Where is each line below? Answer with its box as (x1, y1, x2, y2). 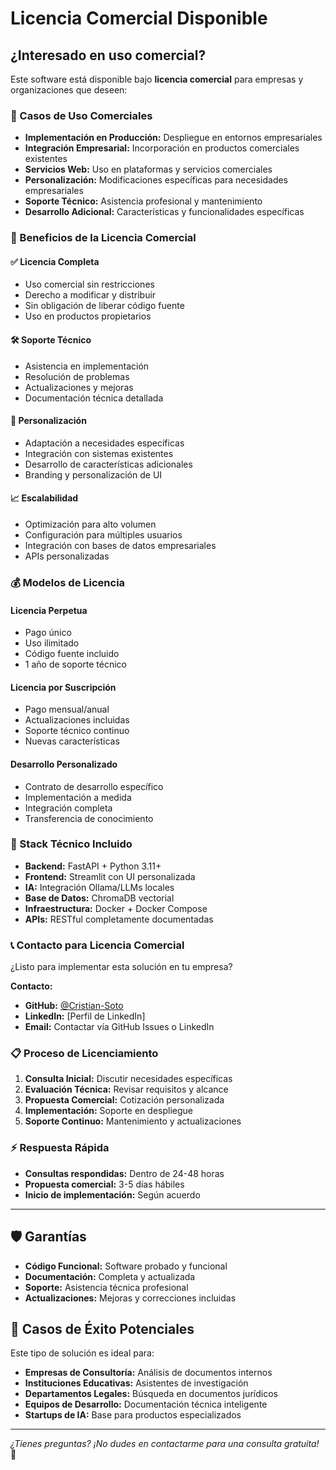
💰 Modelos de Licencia (10, 575, 126, 589)
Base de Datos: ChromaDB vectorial (24, 892, 175, 904)
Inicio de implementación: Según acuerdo (24, 1188, 201, 1201)
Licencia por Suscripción (10, 681, 117, 693)
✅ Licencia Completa (10, 255, 100, 267)
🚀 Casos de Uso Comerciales (10, 108, 153, 122)
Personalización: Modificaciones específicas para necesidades (24, 174, 289, 186)
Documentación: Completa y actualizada (24, 1270, 196, 1282)
